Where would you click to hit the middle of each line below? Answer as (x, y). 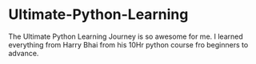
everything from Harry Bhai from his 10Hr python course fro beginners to (128, 44)
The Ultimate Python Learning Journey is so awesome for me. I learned (126, 36)
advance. (24, 53)
